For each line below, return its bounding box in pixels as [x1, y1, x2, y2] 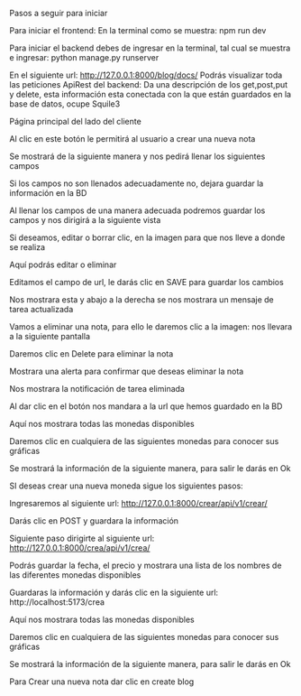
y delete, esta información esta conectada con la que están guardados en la [9, 89, 291, 99]
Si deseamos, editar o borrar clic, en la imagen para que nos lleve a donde [9, 232, 286, 243]
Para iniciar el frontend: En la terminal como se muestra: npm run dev [9, 25, 267, 35]
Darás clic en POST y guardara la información [9, 515, 178, 526]
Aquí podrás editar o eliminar [9, 259, 117, 270]
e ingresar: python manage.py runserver [9, 52, 160, 62]
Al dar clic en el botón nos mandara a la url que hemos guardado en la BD [9, 401, 283, 412]
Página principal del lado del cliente [9, 116, 141, 126]
